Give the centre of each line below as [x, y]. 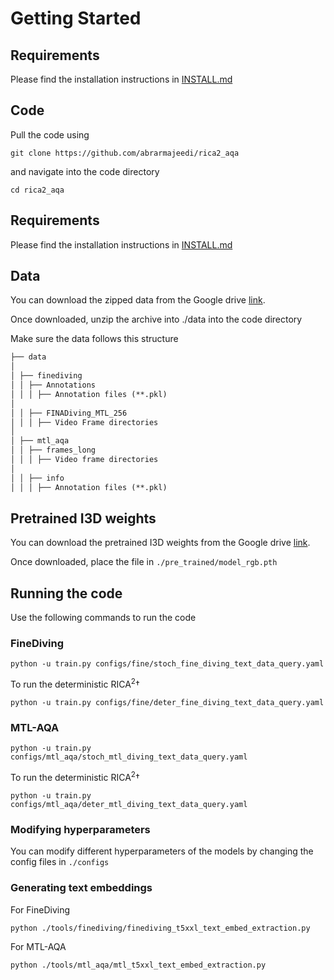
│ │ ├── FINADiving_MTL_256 [69, 413]
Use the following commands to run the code [103, 618]
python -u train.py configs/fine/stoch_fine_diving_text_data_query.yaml [167, 664]
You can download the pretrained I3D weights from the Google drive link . [160, 543]
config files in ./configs [60, 862]
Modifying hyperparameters [80, 830]
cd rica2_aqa [37, 190]
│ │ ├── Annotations [53, 385]
